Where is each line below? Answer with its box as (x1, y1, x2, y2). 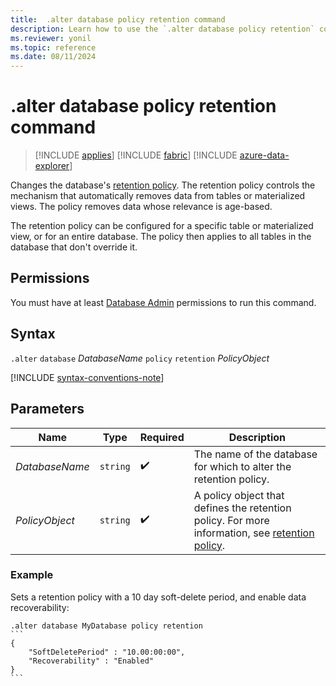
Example (10, 568, 54, 582)
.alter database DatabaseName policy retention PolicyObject (10, 352, 270, 364)
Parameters (10, 401, 85, 418)
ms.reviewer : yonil (10, 33, 92, 43)
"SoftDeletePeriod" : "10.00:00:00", (28, 647, 186, 657)
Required (139, 430, 185, 444)
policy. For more (193, 513, 270, 527)
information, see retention (193, 526, 315, 540)
